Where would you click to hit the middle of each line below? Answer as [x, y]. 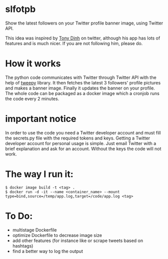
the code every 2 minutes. [32, 98]
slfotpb [21, 9]
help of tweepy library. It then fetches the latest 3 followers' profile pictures [83, 82]
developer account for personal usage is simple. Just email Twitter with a [81, 143]
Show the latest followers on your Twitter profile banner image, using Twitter [84, 23]
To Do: [19, 216]
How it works [33, 64]
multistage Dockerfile [35, 230]
